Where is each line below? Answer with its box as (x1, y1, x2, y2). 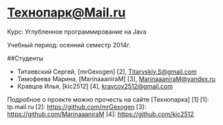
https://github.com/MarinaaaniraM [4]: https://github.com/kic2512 (7, 110, 194, 118)
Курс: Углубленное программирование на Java (7, 27, 147, 36)
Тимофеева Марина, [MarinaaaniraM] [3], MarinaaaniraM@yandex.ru (17, 74, 215, 83)
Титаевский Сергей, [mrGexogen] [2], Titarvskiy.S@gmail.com (17, 67, 198, 76)
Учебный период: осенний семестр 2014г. (7, 41, 131, 49)
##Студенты (7, 54, 43, 62)
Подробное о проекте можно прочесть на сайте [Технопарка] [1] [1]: (7, 95, 209, 104)
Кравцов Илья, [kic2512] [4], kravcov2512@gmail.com (17, 82, 173, 90)
